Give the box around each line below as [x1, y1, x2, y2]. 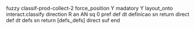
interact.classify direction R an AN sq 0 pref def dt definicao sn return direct [6, 11, 190, 18]
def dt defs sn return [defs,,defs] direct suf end [6, 17, 120, 23]
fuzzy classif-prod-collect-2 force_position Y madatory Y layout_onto [6, 5, 173, 11]
